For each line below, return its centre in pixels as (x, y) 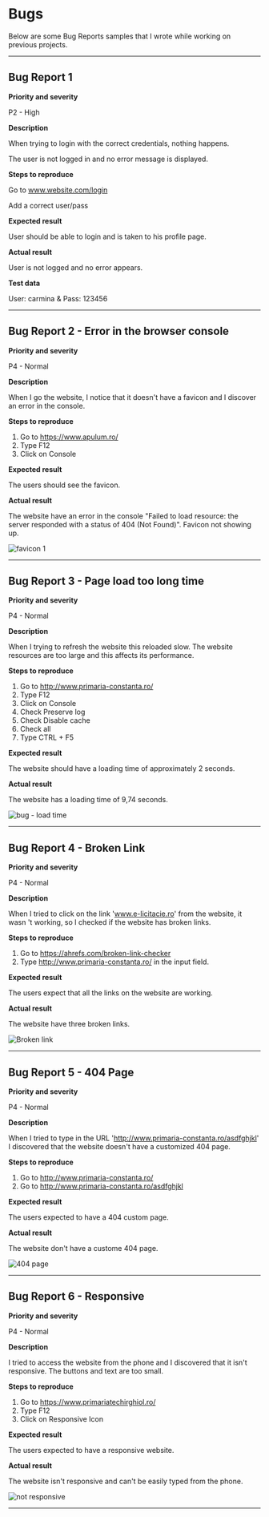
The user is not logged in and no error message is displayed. (108, 159)
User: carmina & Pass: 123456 (58, 298)
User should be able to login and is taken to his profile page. (107, 236)
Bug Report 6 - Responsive (76, 1296)
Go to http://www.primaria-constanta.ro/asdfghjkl (102, 1186)
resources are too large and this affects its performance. (101, 656)
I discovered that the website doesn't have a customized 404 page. (119, 1146)
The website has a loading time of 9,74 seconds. (88, 800)
